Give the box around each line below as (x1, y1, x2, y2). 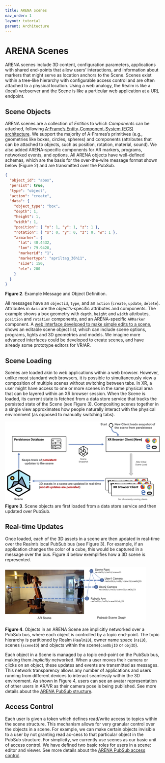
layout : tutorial (5, 18, 41, 23)
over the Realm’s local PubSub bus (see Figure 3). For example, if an (5, 541, 143, 547)
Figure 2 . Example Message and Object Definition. (5, 291, 107, 297)
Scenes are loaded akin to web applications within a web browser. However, (5, 370, 159, 376)
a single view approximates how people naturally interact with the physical (5, 406, 156, 412)
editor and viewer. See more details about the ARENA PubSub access (5, 747, 146, 753)
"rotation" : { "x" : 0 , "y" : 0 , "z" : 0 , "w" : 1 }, (14, 230, 118, 235)
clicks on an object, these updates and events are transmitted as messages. (5, 662, 159, 668)
